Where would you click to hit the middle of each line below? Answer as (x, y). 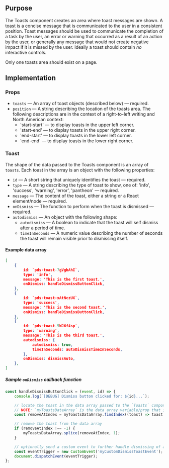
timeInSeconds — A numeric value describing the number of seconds (91, 233)
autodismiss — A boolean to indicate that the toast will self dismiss (89, 222)
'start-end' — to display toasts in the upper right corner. (78, 130)
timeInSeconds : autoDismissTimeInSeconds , (77, 349)
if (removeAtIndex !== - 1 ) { (45, 429)
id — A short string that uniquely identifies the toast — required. (79, 179)
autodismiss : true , (52, 345)
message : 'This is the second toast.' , (65, 307)
